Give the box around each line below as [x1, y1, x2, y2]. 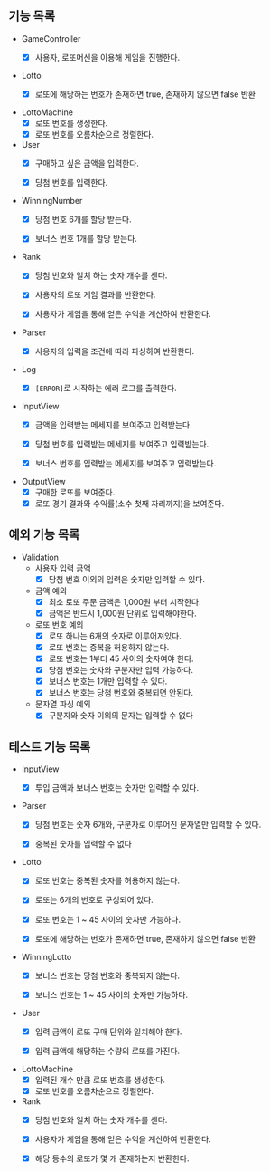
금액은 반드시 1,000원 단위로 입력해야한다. [48, 608, 198, 619]
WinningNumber [21, 196, 83, 207]
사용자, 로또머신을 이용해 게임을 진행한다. [34, 52, 181, 62]
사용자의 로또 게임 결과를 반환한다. [34, 289, 156, 301]
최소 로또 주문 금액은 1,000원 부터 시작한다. [48, 596, 201, 607]
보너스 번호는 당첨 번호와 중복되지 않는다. [34, 970, 181, 981]
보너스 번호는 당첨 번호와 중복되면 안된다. [48, 687, 193, 698]
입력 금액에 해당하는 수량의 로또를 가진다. [34, 1045, 181, 1056]
